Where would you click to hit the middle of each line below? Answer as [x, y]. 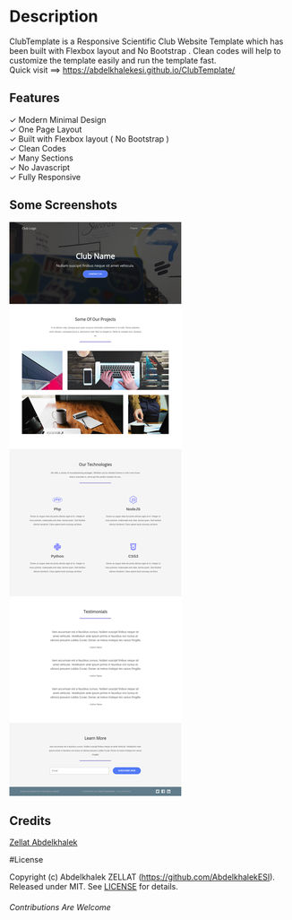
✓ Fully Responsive [45, 177]
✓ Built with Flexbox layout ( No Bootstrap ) [90, 139]
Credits [30, 821]
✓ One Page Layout [46, 129]
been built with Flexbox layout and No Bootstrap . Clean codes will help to [145, 50]
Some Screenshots [64, 205]
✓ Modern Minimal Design [58, 119]
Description [54, 17]
